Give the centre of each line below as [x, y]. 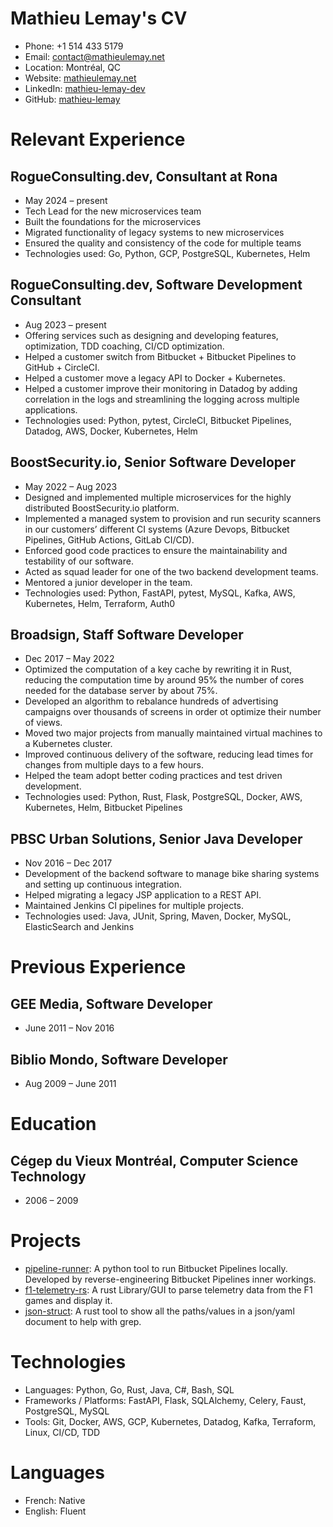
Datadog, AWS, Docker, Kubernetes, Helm [111, 431]
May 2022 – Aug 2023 [71, 486]
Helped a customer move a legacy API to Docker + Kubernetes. [155, 378]
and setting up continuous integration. [103, 884]
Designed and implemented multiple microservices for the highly [158, 497]
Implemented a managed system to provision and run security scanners [173, 518]
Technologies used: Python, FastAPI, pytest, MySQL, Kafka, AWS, [160, 593]
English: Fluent [55, 1511]
